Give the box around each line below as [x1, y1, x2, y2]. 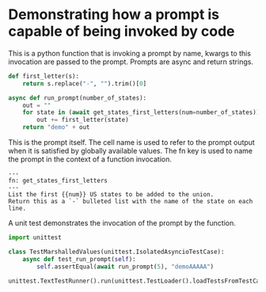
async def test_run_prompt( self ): [22, 255, 136, 263]
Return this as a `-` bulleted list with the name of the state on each [8, 198, 253, 206]
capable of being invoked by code [8, 22, 235, 40]
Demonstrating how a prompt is [8, 6, 220, 24]
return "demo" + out [22, 123, 90, 131]
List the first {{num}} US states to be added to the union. [8, 191, 215, 199]
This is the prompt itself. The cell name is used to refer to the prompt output [8, 138, 255, 147]
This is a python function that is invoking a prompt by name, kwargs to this [8, 48, 252, 58]
